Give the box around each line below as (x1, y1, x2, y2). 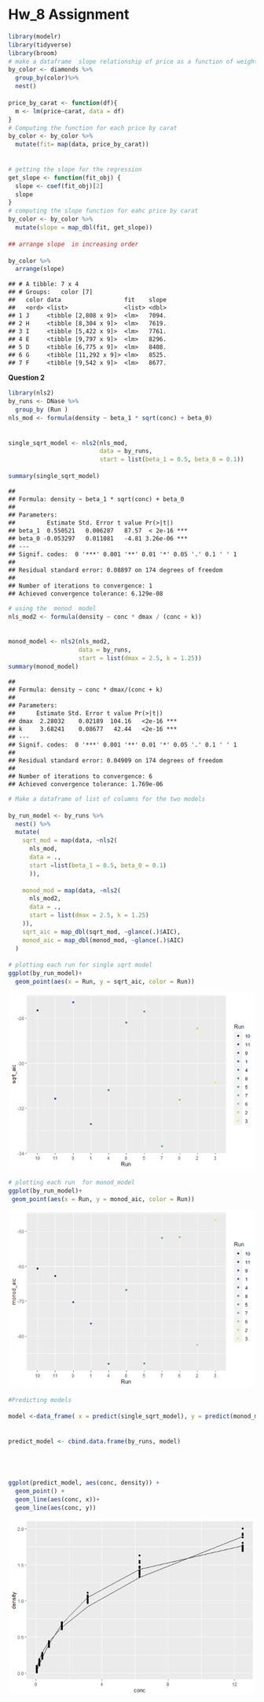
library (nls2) (8, 389, 55, 397)
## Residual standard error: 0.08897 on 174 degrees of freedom (8, 565, 223, 574)
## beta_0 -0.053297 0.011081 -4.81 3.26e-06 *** (8, 534, 189, 543)
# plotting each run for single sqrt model (8, 961, 153, 970)
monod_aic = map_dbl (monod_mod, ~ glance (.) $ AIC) (22, 936, 185, 944)
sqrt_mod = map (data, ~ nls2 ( (22, 836, 118, 844)
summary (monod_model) (8, 663, 79, 671)
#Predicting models (8, 1396, 72, 1404)
